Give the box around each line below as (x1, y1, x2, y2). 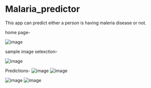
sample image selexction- (5, 48, 58, 54)
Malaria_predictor (5, 3, 80, 15)
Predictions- (5, 68, 31, 74)
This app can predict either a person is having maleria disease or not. (5, 20, 147, 26)
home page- (5, 29, 31, 35)
